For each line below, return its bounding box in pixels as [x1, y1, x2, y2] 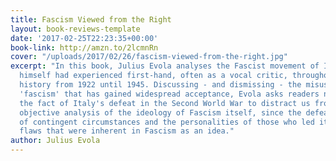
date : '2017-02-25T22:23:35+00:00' [10, 33, 159, 43]
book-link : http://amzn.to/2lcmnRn [10, 42, 159, 53]
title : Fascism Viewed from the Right [10, 14, 172, 25]
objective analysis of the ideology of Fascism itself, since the [19, 107, 302, 118]
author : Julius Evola [10, 136, 101, 146]
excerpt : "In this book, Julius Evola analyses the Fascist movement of [10, 61, 320, 71]
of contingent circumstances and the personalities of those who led [19, 117, 315, 127]
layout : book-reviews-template [10, 24, 141, 34]
